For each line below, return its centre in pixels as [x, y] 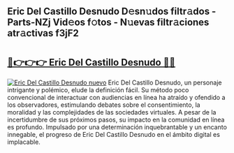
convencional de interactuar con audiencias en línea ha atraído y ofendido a [116, 97]
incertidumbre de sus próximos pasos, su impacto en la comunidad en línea [116, 119]
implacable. [24, 142]
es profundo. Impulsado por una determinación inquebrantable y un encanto [117, 127]
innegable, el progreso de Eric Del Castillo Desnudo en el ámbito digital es [114, 134]
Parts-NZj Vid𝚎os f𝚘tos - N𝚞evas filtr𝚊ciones [108, 23]
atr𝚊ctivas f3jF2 [43, 33]
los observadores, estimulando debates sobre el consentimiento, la [104, 105]
